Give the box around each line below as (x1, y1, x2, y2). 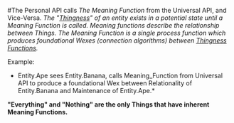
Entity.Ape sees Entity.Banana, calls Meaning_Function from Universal (17, 71, 223, 80)
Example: (7, 58, 35, 66)
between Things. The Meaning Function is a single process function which (7, 28, 226, 37)
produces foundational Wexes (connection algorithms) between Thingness (7, 36, 227, 45)
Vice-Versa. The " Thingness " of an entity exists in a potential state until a (7, 14, 223, 22)
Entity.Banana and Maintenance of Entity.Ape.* (17, 87, 155, 95)
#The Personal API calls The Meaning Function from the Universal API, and (7, 6, 227, 14)
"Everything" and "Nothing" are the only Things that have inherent (7, 100, 210, 109)
